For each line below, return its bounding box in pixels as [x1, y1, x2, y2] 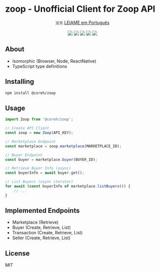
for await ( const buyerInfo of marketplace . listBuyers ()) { [5, 184, 131, 189]
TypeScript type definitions [12, 63, 67, 69]
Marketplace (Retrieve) [12, 219, 59, 226]
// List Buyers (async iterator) [5, 180, 74, 184]
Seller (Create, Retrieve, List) [12, 235, 71, 241]
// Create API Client [5, 126, 50, 131]
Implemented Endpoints [5, 206, 80, 215]
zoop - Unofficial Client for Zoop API [5, 3, 156, 15]
